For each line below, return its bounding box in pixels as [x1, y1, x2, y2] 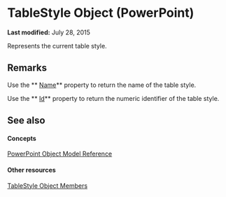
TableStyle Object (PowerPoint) [7, 5, 195, 21]
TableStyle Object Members [7, 181, 88, 190]
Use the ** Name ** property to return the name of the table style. [7, 81, 197, 89]
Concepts [7, 134, 36, 142]
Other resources [7, 165, 56, 174]
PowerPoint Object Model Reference [7, 149, 113, 158]
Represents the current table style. [7, 41, 107, 50]
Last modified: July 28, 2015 [7, 28, 91, 36]
